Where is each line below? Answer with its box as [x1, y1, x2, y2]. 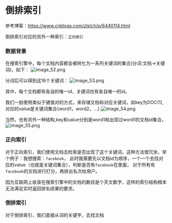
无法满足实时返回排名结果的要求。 [5, 185, 77, 191]
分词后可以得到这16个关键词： [5, 77, 69, 84]
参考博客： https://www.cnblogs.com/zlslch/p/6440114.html [5, 23, 131, 29]
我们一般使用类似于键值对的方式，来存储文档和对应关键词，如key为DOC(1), [5, 99, 164, 106]
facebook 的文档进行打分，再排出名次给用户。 [5, 168, 100, 174]
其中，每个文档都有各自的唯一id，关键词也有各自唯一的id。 [5, 88, 130, 95]
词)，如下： [5, 67, 30, 73]
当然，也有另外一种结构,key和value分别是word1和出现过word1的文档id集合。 [5, 116, 166, 123]
